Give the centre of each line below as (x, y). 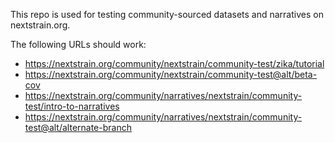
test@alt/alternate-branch (78, 127)
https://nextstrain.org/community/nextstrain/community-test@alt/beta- (171, 74)
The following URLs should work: (78, 44)
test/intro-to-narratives (72, 106)
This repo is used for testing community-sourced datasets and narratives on (167, 14)
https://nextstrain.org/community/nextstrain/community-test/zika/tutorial (174, 63)
